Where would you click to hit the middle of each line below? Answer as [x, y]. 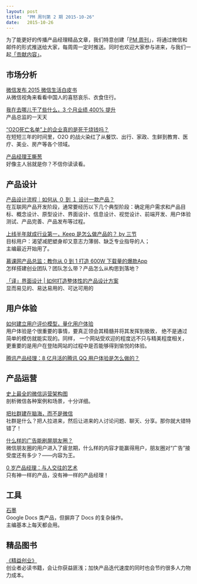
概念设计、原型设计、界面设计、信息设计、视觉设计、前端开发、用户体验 [103, 214]
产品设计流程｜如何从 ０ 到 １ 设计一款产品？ [60, 199]
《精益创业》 [21, 561]
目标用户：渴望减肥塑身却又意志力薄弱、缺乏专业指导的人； [78, 241]
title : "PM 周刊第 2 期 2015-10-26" [50, 17]
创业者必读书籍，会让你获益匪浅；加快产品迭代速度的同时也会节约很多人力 [96, 568]
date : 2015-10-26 [30, 22]
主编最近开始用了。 [29, 249]
